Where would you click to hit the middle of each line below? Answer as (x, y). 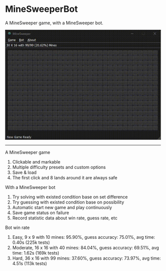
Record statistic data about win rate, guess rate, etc (65, 218)
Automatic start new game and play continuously (62, 207)
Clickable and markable (36, 162)
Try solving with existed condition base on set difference (70, 197)
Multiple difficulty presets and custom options (59, 167)
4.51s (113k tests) (30, 263)
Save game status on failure (41, 213)
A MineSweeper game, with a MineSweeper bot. (54, 23)
